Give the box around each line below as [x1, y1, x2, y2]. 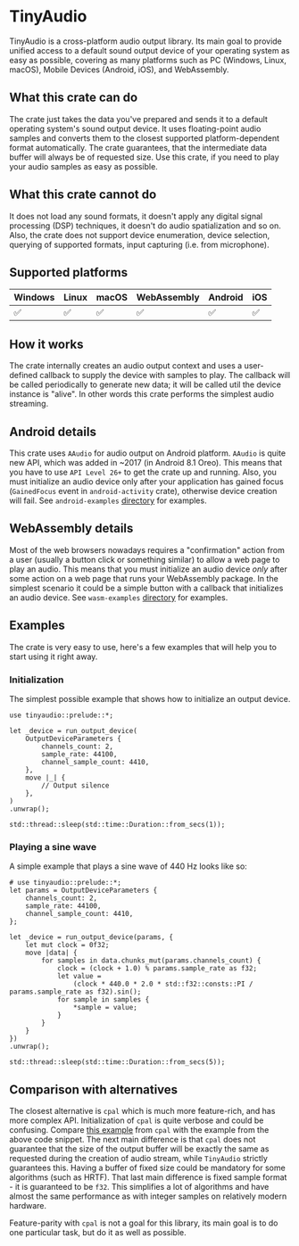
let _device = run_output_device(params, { [9, 933, 174, 942]
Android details [9, 424, 96, 439]
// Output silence [41, 780, 110, 790]
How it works [9, 336, 84, 351]
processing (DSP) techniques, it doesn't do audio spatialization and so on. [9, 220, 281, 231]
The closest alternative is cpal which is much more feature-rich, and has [9, 1106, 276, 1117]
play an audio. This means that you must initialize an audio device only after [9, 564, 287, 574]
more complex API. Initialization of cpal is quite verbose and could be [9, 1115, 264, 1126]
